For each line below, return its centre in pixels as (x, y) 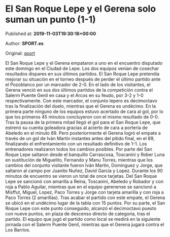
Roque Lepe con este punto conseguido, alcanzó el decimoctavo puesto (81, 208)
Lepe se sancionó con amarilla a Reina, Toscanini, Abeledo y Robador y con (84, 181)
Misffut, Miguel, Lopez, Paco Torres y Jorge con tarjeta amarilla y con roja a (84, 192)
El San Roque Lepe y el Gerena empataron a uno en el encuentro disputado (84, 63)
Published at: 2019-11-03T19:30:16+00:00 (51, 33)
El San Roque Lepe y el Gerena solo (81, 9)
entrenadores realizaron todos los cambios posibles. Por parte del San (79, 149)
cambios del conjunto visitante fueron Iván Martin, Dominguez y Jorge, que (84, 165)
